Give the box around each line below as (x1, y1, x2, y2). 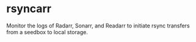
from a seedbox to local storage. (6, 28, 89, 35)
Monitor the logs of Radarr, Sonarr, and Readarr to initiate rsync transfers (6, 22, 191, 29)
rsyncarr (6, 2, 52, 16)
